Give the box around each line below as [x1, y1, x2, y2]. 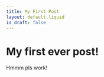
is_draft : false [6, 19, 46, 25]
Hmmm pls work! [6, 64, 48, 71]
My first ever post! [6, 45, 99, 58]
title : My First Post [6, 8, 60, 15]
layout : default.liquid [6, 14, 65, 20]
